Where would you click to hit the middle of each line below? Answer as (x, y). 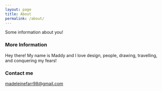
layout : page (18, 9)
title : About (18, 14)
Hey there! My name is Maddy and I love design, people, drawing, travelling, (81, 55)
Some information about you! (34, 32)
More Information (26, 45)
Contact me (19, 73)
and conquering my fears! (31, 61)
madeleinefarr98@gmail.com (34, 83)
